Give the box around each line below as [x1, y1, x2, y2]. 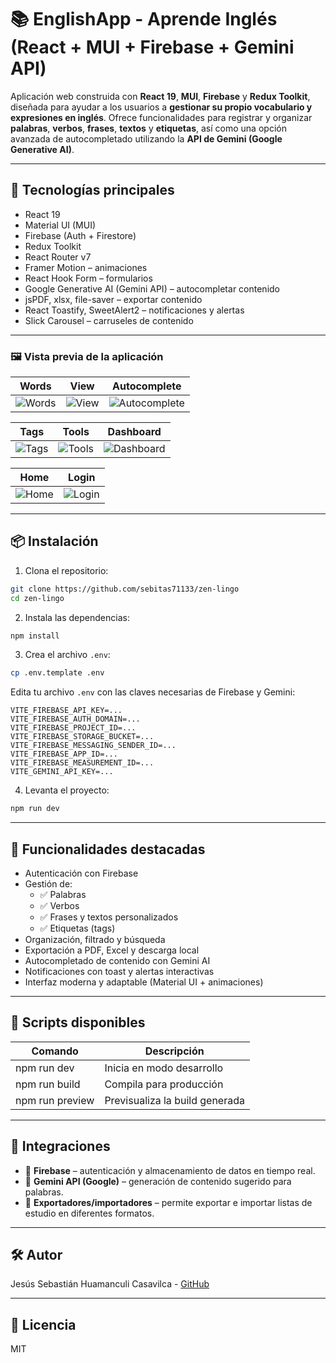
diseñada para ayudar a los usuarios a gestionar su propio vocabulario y [10, 101, 313, 113]
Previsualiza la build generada [104, 1093, 245, 1107]
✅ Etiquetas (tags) [39, 922, 116, 935]
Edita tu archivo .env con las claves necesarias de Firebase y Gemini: [10, 686, 296, 698]
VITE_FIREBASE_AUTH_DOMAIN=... [10, 714, 141, 725]
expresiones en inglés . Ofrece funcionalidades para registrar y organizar [10, 111, 313, 123]
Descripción [144, 1044, 205, 1058]
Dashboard [107, 425, 162, 439]
